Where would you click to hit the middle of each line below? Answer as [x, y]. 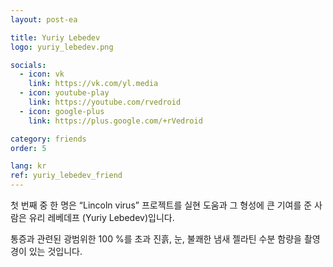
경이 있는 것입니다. [46, 251]
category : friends [48, 139]
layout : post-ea [44, 19]
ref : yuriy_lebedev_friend [66, 176]
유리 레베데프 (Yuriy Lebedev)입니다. [101, 217]
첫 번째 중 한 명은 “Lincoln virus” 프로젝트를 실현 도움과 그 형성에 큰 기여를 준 [161, 205]
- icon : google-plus [62, 111]
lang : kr [28, 166]
